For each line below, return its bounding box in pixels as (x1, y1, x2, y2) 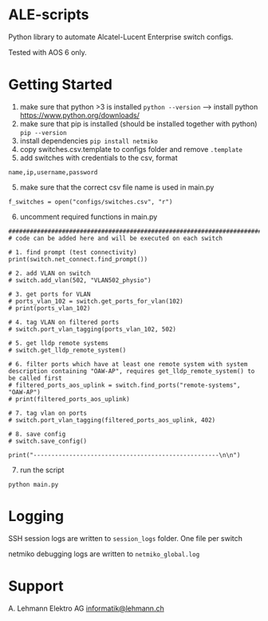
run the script (19, 465, 65, 475)
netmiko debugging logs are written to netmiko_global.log (8, 549, 200, 559)
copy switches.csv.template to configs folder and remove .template (19, 144, 243, 153)
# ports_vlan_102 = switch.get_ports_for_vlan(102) (8, 297, 183, 305)
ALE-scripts (8, 6, 89, 24)
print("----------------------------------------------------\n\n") (8, 451, 241, 459)
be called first (8, 374, 62, 382)
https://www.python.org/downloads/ (19, 110, 140, 120)
